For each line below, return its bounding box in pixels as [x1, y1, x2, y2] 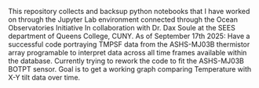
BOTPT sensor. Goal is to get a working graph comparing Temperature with [8, 65, 252, 73]
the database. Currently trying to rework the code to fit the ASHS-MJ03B [8, 56, 245, 65]
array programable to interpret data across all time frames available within [8, 48, 247, 57]
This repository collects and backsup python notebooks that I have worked [8, 7, 250, 16]
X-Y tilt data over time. [8, 73, 81, 82]
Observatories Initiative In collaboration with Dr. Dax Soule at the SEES [8, 23, 235, 32]
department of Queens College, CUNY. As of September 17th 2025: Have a [8, 31, 250, 40]
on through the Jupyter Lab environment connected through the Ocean [8, 15, 238, 24]
